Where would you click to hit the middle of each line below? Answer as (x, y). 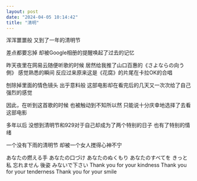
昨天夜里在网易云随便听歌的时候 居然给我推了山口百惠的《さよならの (90, 65)
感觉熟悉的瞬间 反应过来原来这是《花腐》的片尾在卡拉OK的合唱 (95, 73)
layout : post (22, 12)
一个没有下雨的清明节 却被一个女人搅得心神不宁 (64, 145)
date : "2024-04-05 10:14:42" (42, 17)
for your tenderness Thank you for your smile (61, 172)
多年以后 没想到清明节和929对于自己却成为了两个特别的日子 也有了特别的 (96, 125)
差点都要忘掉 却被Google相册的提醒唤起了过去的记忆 (70, 53)
